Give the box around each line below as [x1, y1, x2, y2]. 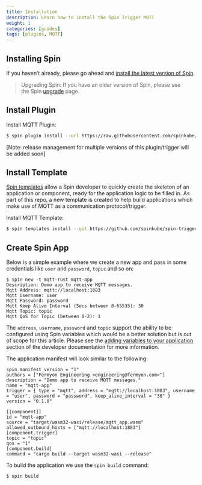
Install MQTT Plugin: [6, 121, 57, 128]
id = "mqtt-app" [6, 414, 47, 421]
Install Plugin [6, 105, 56, 115]
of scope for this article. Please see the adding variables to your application [6, 337, 194, 344]
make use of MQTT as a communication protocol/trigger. [6, 202, 147, 210]
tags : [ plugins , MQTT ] [6, 31, 63, 37]
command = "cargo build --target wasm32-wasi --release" [6, 451, 152, 457]
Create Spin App [6, 242, 69, 253]
